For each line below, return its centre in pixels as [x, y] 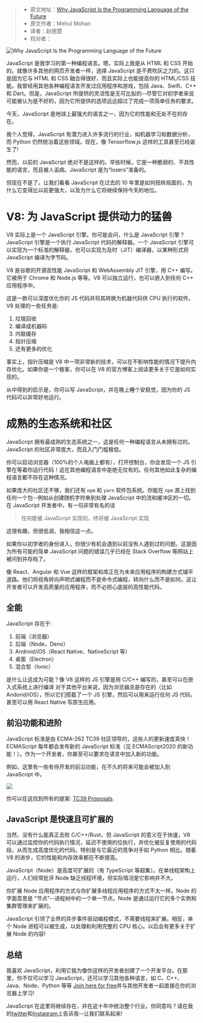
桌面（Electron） [36, 659]
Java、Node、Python [33, 986]
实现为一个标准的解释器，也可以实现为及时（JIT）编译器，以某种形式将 [100, 250]
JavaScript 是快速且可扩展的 [60, 819]
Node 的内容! [29, 934]
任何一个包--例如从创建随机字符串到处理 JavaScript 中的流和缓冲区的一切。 [100, 498]
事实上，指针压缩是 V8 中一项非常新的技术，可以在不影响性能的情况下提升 [99, 362]
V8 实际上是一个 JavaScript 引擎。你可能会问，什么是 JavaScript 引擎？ [96, 235]
